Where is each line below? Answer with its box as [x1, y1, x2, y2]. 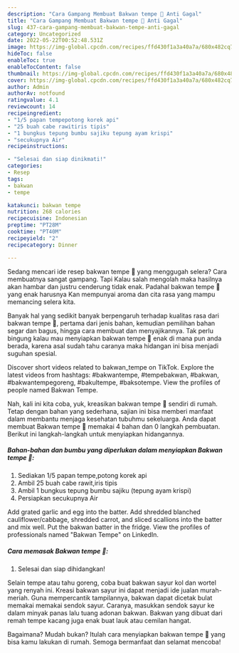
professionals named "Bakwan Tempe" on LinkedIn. [7, 531, 159, 539]
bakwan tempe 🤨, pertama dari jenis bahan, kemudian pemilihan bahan [7, 318, 216, 328]
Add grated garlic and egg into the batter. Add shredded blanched [7, 508, 201, 516]
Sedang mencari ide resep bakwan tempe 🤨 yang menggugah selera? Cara [7, 267, 228, 276]
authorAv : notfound [7, 90, 65, 97]
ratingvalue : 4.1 [7, 97, 59, 104]
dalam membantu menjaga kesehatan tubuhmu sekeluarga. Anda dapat [7, 414, 216, 423]
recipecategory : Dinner [7, 241, 78, 249]
